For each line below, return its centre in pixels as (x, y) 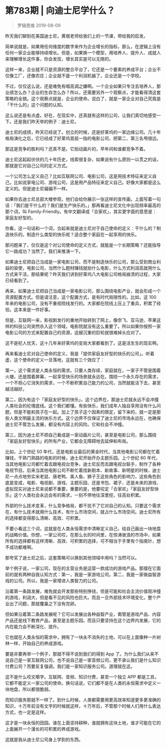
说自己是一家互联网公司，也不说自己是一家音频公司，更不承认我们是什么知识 (83, 660)
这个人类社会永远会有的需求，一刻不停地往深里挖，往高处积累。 (79, 495)
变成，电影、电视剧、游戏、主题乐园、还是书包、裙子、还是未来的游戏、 (87, 482)
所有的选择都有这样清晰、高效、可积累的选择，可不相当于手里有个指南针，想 (83, 541)
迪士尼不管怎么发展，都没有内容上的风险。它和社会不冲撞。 (66, 424)
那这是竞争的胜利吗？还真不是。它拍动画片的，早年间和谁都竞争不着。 (77, 149)
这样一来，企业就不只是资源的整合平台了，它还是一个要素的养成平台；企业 (81, 69)
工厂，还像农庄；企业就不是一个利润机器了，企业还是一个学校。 (79, 75)
